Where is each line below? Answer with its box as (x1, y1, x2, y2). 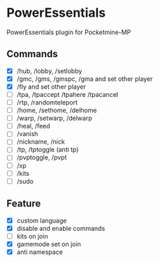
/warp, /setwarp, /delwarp (16, 114, 92, 123)
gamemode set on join (16, 239, 82, 248)
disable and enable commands (16, 224, 106, 232)
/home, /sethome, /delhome (16, 106, 97, 114)
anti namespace (16, 248, 64, 256)
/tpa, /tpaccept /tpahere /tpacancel (16, 90, 119, 98)
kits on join (16, 232, 48, 240)
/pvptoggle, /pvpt (16, 153, 67, 162)
